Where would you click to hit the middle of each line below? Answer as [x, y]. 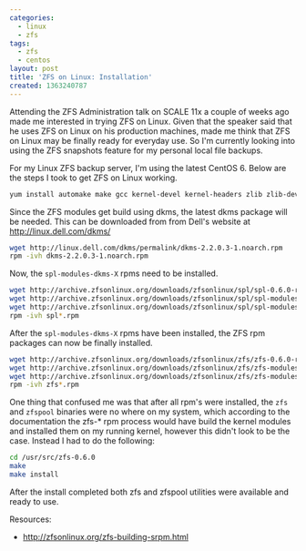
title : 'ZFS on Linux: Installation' [81, 77]
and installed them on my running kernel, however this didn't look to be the [150, 431]
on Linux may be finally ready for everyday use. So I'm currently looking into [153, 140]
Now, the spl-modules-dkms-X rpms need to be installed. [114, 273]
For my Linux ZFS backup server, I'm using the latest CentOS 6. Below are [148, 168]
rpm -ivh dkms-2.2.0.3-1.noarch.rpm [79, 256]
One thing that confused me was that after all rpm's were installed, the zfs [149, 403]
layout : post [34, 69]
